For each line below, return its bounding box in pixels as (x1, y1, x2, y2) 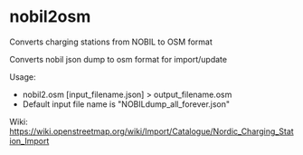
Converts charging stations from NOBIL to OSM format (9, 36, 213, 47)
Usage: (9, 71, 36, 82)
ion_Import (9, 135, 50, 146)
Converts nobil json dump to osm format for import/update (9, 53, 228, 64)
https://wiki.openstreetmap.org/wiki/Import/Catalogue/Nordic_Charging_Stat (9, 125, 294, 137)
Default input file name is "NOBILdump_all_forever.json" (22, 98, 231, 110)
